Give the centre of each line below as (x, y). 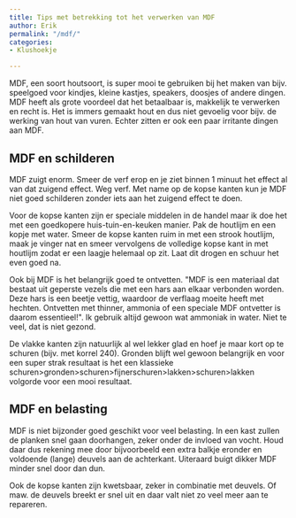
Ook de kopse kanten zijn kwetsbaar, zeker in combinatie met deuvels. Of (143, 485)
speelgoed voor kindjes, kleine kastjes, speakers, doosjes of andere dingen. (148, 93)
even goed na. (35, 262)
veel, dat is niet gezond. (53, 326)
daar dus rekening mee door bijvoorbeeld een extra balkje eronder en (136, 449)
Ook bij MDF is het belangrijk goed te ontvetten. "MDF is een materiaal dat (144, 279)
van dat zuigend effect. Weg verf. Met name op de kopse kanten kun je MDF (148, 189)
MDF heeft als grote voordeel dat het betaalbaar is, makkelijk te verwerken (144, 102)
